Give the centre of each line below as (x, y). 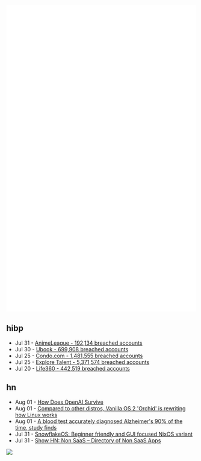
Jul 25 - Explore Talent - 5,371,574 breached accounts (82, 362)
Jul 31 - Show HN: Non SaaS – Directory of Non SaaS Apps (88, 440)
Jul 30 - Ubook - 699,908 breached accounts (72, 349)
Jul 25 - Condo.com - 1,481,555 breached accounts (79, 356)
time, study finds (36, 427)
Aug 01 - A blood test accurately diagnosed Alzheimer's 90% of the (99, 421)
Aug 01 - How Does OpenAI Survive (59, 402)
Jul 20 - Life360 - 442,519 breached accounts (73, 368)
